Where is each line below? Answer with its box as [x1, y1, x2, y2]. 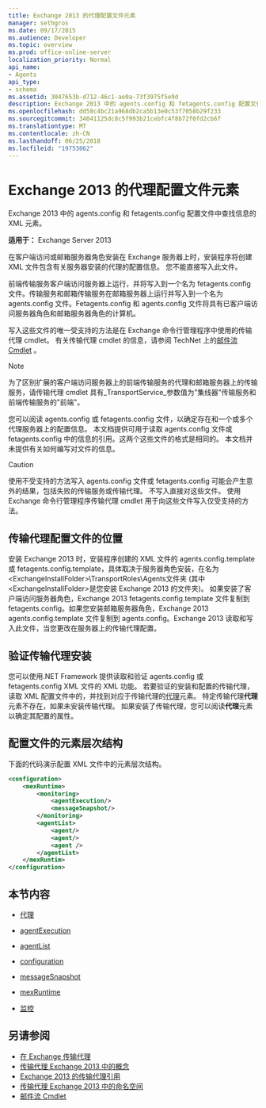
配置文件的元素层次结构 [8, 737, 123, 750]
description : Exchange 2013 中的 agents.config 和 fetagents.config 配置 [8, 100, 251, 108]
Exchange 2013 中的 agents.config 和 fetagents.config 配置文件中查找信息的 [8, 209, 256, 218]
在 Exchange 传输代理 [19, 1052, 91, 1061]
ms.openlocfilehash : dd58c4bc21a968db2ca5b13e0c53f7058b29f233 [8, 108, 222, 116]
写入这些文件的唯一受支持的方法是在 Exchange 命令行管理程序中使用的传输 [8, 326, 253, 335]
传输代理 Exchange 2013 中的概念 [19, 1061, 130, 1071]
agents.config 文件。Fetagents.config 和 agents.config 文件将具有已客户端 [8, 299, 251, 309]
